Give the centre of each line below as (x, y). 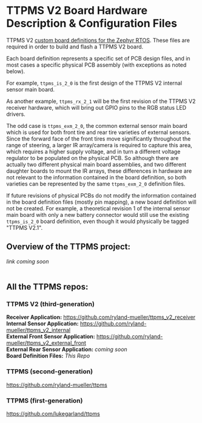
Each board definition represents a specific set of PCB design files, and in (98, 58)
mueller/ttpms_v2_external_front (46, 343)
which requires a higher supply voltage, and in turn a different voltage (93, 152)
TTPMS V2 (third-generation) (51, 304)
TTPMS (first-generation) (45, 401)
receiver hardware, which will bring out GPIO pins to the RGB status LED (96, 107)
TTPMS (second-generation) (49, 371)
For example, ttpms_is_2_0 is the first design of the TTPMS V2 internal (94, 83)
